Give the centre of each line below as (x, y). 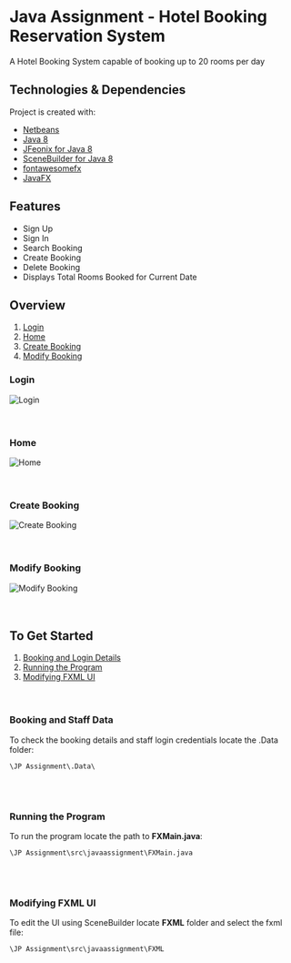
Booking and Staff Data (61, 720)
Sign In (35, 238)
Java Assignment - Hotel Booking (139, 17)
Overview (38, 305)
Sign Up (37, 228)
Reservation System (87, 36)
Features (35, 207)
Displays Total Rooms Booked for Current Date (110, 277)
